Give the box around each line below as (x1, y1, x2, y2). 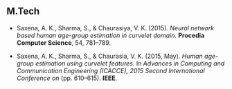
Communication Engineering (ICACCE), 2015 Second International (16, 66, 205, 75)
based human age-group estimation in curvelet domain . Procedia (16, 31, 205, 39)
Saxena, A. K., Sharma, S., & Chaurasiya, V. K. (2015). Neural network (16, 23, 215, 32)
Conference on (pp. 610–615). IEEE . (16, 74, 118, 82)
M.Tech (6, 6, 40, 17)
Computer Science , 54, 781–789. (16, 38, 111, 47)
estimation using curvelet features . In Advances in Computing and (35, 59, 225, 68)
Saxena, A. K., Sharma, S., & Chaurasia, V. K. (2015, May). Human (16, 52, 204, 60)
